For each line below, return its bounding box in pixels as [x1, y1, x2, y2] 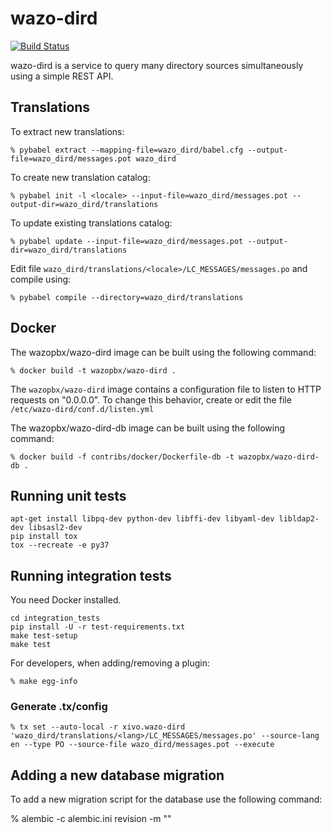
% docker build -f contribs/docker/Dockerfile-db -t [10, 452, 235, 462]
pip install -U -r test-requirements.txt [10, 622, 186, 632]
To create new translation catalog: [10, 171, 151, 183]
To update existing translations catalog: [10, 217, 173, 229]
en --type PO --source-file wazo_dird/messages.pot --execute [10, 740, 275, 750]
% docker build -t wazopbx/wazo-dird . [10, 365, 177, 376]
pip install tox [10, 532, 78, 542]
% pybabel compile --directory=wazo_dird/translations [10, 292, 244, 302]
